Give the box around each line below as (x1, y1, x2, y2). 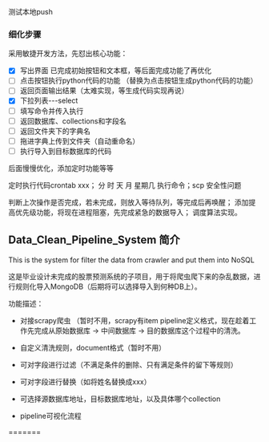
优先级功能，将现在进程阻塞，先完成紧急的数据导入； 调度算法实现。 (14, 207, 242, 217)
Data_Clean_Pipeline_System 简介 (8, 233, 180, 247)
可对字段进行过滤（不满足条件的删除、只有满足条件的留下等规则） (19, 359, 238, 369)
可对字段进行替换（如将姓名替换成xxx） (19, 376, 151, 387)
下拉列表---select (19, 95, 78, 106)
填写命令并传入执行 (19, 106, 84, 116)
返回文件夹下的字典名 (19, 126, 90, 136)
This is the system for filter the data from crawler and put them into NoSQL (8, 255, 255, 265)
